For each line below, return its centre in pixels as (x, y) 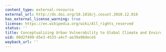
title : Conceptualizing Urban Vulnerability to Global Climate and (76, 33)
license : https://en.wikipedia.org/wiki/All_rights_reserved (69, 24)
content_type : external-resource (40, 10)
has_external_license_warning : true (43, 19)
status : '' (16, 28)
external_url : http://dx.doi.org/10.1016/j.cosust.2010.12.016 (72, 14)
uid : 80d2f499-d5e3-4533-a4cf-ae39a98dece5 (51, 38)
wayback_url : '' (22, 42)
